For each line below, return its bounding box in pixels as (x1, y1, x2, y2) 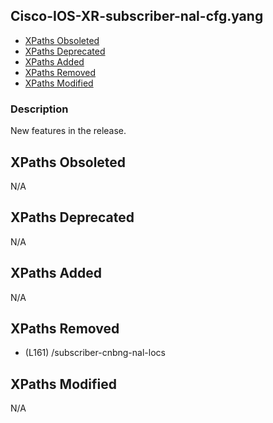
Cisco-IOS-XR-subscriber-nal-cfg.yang (10, 8, 264, 25)
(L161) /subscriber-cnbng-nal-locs (24, 347, 166, 359)
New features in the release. (10, 125, 127, 137)
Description (10, 102, 69, 116)
